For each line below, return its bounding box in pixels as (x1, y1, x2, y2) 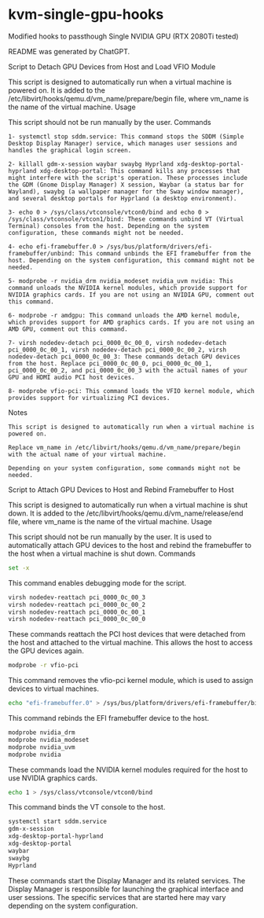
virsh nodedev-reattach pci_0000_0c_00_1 (8, 608, 146, 616)
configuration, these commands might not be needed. (8, 229, 185, 237)
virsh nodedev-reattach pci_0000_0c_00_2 (8, 600, 146, 608)
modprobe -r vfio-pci (8, 662, 79, 670)
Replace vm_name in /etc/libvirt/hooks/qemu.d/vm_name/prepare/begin (8, 443, 241, 451)
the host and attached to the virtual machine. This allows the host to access (8, 638, 253, 648)
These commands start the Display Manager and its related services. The (8, 876, 246, 885)
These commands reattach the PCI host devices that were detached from (8, 630, 246, 639)
